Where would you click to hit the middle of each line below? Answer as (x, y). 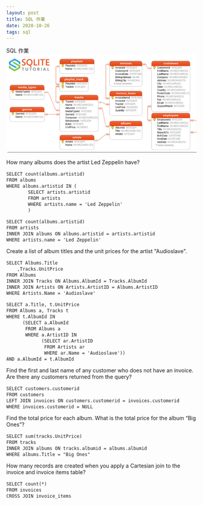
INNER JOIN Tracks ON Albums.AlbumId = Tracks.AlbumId (77, 281)
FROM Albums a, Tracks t (37, 311)
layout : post (23, 13)
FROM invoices (24, 490)
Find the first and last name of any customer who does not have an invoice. (100, 370)
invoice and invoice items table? (46, 472)
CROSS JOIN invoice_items (39, 496)
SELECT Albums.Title (32, 263)
